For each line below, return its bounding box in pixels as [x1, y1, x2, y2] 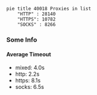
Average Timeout [6, 50, 51, 57]
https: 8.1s [15, 77, 41, 84]
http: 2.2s [15, 70, 40, 78]
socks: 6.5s [15, 84, 45, 91]
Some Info [6, 35, 38, 44]
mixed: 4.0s [15, 64, 45, 71]
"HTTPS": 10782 [17, 16, 56, 22]
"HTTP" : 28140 [17, 11, 56, 17]
